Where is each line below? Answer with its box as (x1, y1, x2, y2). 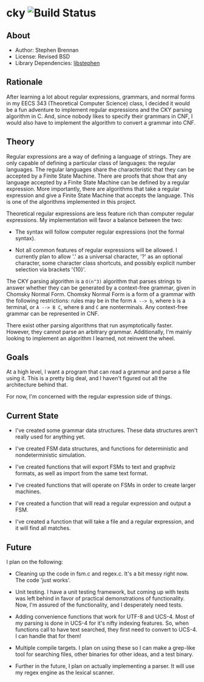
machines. (15, 488, 41, 495)
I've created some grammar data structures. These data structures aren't (15, 426, 198, 434)
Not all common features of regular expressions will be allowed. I (15, 246, 177, 254)
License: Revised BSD (15, 53, 70, 60)
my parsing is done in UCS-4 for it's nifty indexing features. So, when (15, 619, 189, 627)
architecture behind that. (6, 381, 68, 389)
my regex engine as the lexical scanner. (15, 669, 114, 677)
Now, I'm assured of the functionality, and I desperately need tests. (15, 601, 183, 608)
